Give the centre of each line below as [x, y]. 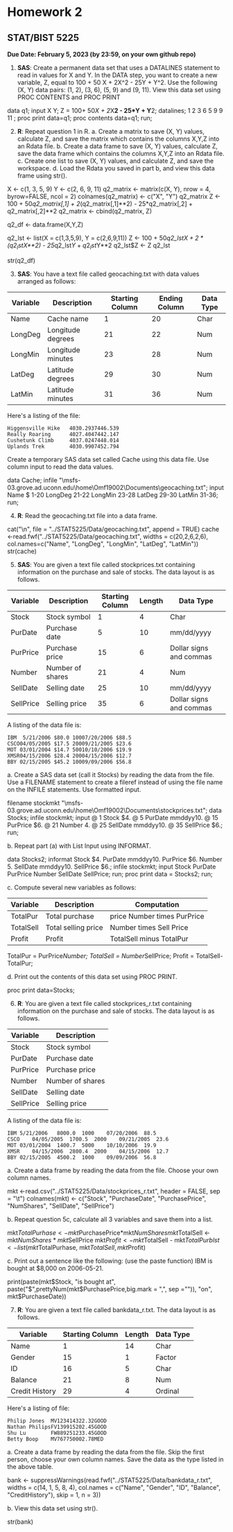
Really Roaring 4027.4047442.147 [63, 434]
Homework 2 [45, 12]
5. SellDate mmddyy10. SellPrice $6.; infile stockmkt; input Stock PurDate [112, 867]
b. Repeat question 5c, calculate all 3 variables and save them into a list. [110, 1219]
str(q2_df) [21, 260]
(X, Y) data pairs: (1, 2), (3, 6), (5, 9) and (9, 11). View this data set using [119, 90]
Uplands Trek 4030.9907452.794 [63, 446]
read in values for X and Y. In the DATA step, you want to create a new [117, 75]
